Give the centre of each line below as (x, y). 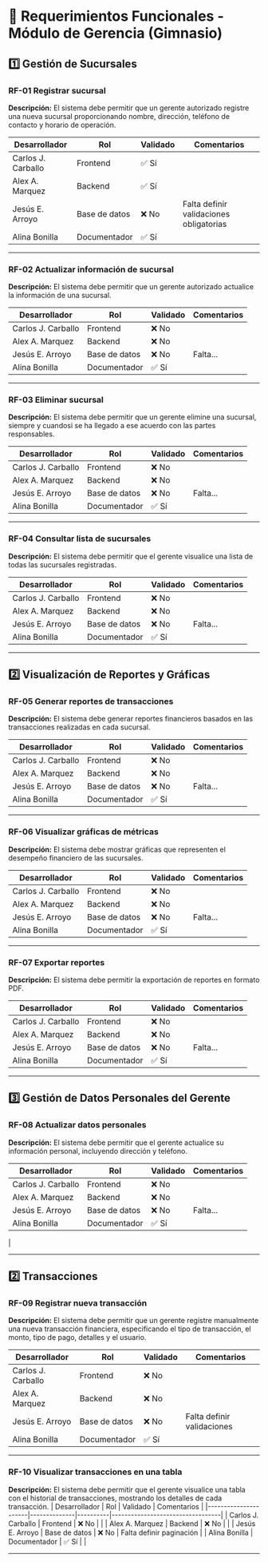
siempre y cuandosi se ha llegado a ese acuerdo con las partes (112, 426)
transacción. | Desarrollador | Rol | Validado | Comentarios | (106, 1506)
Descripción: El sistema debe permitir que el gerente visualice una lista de (131, 556)
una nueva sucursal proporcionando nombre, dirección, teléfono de (119, 116)
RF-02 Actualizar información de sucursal (91, 269)
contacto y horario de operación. (62, 125)
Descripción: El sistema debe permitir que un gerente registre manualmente (134, 1321)
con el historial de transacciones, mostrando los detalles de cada (115, 1498)
